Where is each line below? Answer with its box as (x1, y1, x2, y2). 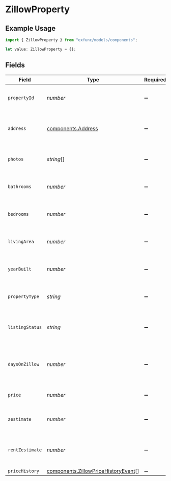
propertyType (8, 293, 40, 300)
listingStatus (8, 324, 42, 330)
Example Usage (5, 24, 56, 33)
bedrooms (8, 211, 29, 217)
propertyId (8, 95, 34, 101)
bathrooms (8, 184, 32, 190)
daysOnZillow (8, 361, 40, 367)
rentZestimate (8, 447, 42, 453)
